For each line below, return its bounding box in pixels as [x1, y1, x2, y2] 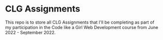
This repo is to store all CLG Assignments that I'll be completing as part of [5, 19, 155, 25]
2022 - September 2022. [5, 29, 56, 35]
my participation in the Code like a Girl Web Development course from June [5, 24, 159, 30]
